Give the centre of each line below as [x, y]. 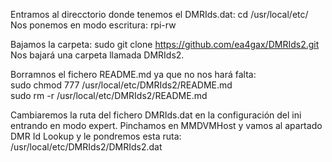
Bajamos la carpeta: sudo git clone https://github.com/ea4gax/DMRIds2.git [165, 44]
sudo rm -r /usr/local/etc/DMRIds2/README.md [109, 95]
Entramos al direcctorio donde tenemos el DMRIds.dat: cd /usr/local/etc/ [159, 14]
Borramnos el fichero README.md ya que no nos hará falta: [133, 74]
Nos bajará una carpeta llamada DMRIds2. [97, 55]
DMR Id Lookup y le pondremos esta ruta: [96, 136]
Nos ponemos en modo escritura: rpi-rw [93, 25]
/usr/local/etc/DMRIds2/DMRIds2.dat [86, 147]
